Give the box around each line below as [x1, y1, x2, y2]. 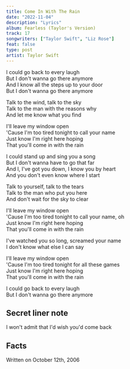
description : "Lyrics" [6, 19, 62, 25]
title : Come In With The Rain [6, 8, 81, 15]
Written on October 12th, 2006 [6, 357, 80, 364]
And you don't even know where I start [6, 171, 100, 178]
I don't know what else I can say [6, 243, 84, 250]
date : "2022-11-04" [6, 14, 54, 20]
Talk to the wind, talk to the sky [6, 98, 82, 106]
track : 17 [6, 31, 31, 36]
